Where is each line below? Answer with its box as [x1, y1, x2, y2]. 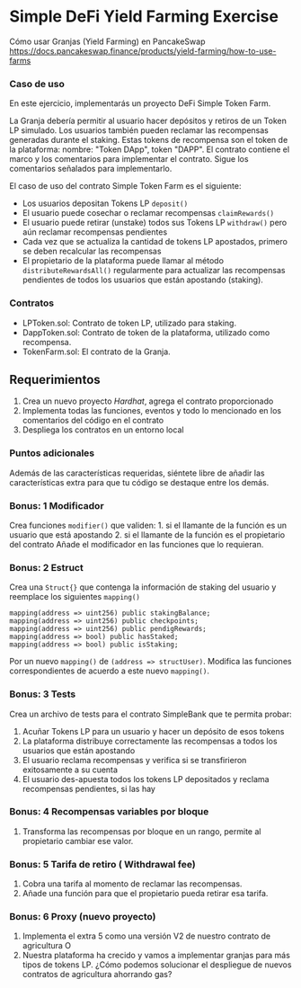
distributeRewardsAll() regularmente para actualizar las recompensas [22, 265, 286, 276]
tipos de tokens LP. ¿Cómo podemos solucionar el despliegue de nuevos [22, 959, 292, 970]
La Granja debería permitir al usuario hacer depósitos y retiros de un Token [9, 115, 288, 127]
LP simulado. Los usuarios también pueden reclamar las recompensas [9, 125, 270, 136]
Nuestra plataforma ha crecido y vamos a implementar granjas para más [22, 950, 290, 961]
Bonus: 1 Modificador [9, 499, 105, 512]
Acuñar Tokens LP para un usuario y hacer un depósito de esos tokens [22, 725, 285, 736]
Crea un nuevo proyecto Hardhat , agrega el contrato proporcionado [22, 396, 274, 406]
